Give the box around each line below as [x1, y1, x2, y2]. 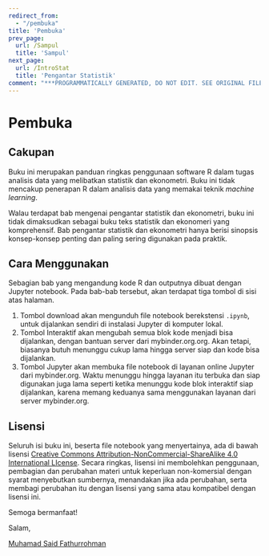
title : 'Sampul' [15, 49, 70, 57]
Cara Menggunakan [8, 256, 110, 270]
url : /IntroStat [15, 64, 70, 72]
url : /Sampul [15, 42, 59, 50]
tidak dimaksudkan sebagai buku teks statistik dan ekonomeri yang [8, 216, 230, 226]
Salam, [8, 523, 31, 533]
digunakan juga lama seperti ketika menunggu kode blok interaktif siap [19, 379, 254, 389]
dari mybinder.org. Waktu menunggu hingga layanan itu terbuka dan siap [19, 370, 260, 380]
